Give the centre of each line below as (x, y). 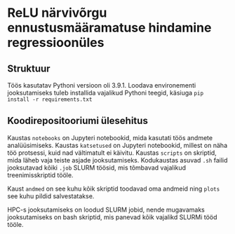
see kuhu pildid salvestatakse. (51, 196)
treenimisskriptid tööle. (40, 175)
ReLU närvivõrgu (57, 13)
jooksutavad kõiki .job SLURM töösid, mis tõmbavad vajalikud (97, 167)
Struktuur (29, 68)
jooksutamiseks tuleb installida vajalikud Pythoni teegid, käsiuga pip (106, 93)
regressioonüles (56, 43)
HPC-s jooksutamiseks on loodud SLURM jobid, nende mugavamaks (106, 209)
